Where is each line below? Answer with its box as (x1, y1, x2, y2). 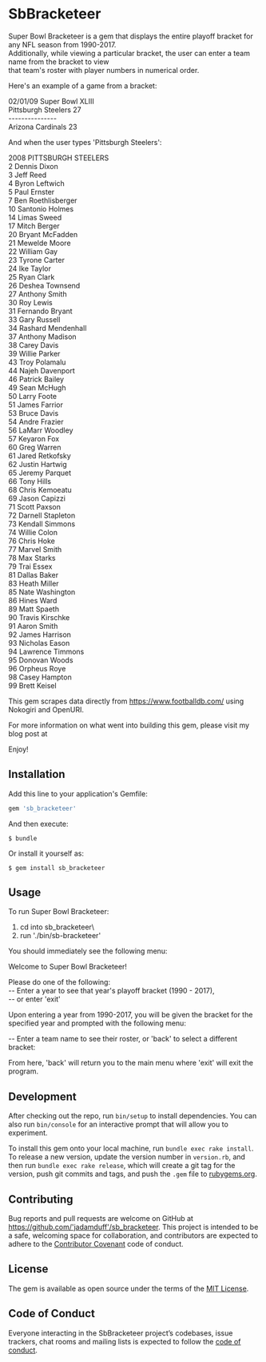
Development (8, 1090, 77, 1103)
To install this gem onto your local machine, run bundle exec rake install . (8, 1143, 254, 1154)
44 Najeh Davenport (8, 365, 76, 375)
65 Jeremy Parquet (8, 468, 72, 478)
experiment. (8, 1128, 48, 1138)
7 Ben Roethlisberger (8, 195, 77, 205)
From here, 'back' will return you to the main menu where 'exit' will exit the (8, 1058, 254, 1068)
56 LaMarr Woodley (8, 425, 73, 435)
